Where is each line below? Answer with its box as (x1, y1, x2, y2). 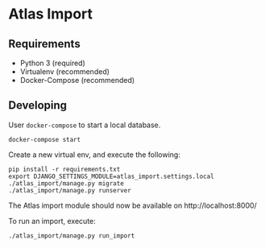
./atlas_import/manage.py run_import (8, 231, 135, 240)
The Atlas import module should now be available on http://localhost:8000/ (8, 200, 258, 210)
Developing (8, 98, 67, 113)
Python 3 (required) (19, 58, 86, 68)
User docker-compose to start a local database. (8, 120, 161, 130)
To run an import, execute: (8, 216, 97, 225)
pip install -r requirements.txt (8, 165, 121, 173)
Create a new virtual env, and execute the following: (8, 150, 181, 159)
